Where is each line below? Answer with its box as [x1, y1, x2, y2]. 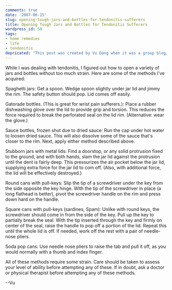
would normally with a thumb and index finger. [5, 248, 103, 255]
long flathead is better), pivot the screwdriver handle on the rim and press [5, 190, 161, 197]
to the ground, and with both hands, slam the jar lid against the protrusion [5, 153, 160, 160]
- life [5, 41, 19, 46]
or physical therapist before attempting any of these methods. [5, 269, 136, 276]
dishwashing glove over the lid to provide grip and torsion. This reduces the [5, 106, 165, 112]
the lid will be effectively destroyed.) [5, 170, 82, 176]
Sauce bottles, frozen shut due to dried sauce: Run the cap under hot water [5, 127, 165, 133]
